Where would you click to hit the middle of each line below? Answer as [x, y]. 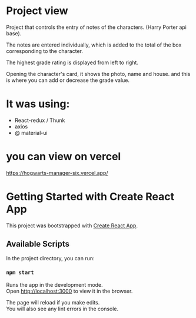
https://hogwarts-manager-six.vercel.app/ [57, 173]
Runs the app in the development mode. [54, 284]
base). [14, 33]
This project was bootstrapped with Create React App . [72, 226]
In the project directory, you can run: [50, 258]
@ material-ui [31, 132]
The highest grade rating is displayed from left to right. [72, 62]
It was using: [38, 104]
